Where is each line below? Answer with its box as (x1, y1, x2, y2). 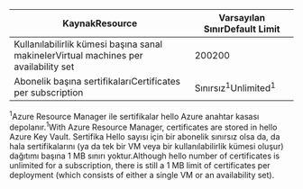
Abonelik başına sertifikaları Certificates (14, 76, 180, 87)
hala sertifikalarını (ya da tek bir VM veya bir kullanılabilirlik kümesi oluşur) (9, 141, 284, 152)
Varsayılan (218, 12, 266, 23)
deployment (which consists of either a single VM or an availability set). (9, 170, 275, 181)
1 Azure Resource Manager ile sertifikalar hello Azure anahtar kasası (9, 110, 260, 121)
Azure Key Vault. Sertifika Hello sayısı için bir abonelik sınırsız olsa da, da (9, 131, 280, 142)
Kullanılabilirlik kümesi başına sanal (14, 38, 163, 50)
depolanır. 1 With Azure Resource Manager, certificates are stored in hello (9, 121, 278, 133)
